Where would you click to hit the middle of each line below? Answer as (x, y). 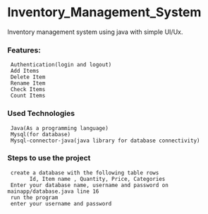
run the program (34, 197)
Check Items (28, 90)
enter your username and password (61, 203)
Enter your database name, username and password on (90, 185)
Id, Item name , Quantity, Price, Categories (97, 179)
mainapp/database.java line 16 (53, 191)
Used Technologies (41, 114)
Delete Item (28, 77)
